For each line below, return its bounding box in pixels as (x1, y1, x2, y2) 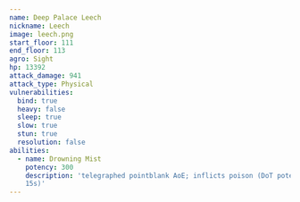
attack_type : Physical (9, 80, 94, 88)
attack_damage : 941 (9, 72, 82, 80)
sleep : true (17, 113, 62, 122)
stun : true (17, 130, 58, 139)
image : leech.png (9, 29, 74, 38)
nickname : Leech (9, 21, 70, 30)
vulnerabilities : (9, 88, 74, 97)
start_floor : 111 (9, 38, 74, 47)
